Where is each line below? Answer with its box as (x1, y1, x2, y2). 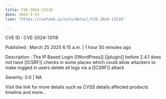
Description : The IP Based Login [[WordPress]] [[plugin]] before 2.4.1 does (5, 54, 161, 60)
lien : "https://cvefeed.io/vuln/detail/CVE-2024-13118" (5, 16, 125, 21)
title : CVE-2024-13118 (5, 7, 53, 12)
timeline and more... (5, 89, 47, 95)
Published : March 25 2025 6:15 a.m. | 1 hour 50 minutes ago (5, 44, 131, 50)
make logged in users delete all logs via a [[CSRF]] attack (5, 64, 125, 70)
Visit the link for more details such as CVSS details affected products (5, 84, 148, 90)
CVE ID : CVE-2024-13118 (5, 34, 59, 40)
